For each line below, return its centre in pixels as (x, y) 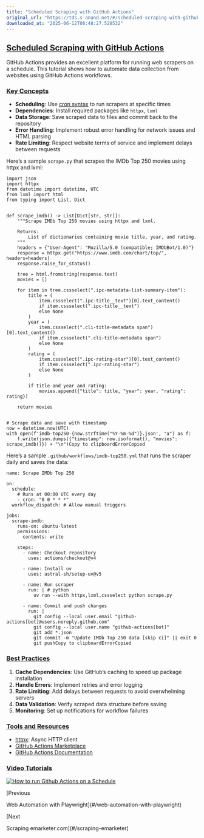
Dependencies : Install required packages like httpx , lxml (86, 111)
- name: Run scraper (48, 585)
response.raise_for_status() (54, 264)
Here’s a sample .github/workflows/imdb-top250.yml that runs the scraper (99, 455)
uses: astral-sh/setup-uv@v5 (65, 574)
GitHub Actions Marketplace (50, 746)
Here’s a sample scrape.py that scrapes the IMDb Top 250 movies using (96, 161)
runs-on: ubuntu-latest (47, 526)
